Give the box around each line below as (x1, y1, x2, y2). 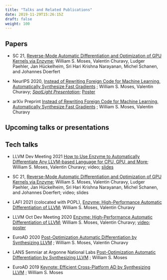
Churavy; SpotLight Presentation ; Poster (12, 89, 96, 95)
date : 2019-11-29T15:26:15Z (5, 12, 64, 17)
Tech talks (5, 140, 38, 149)
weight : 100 (5, 21, 30, 26)
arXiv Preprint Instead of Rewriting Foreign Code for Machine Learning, (12, 98, 159, 104)
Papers (5, 39, 28, 48)
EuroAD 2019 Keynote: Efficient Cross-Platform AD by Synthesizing (12, 264, 151, 270)
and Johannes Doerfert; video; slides (12, 189, 89, 195)
